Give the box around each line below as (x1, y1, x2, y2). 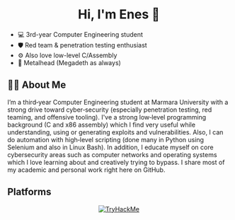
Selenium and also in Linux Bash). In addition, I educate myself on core (7, 143, 214, 151)
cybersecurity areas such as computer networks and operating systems (7, 150, 217, 158)
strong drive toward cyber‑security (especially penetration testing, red (7, 105, 212, 114)
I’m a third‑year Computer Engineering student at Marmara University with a (7, 98, 229, 106)
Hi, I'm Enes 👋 (77, 6, 161, 23)
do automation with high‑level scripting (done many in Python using (7, 135, 204, 144)
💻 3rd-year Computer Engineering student (17, 30, 143, 38)
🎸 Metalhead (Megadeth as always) (17, 58, 122, 66)
